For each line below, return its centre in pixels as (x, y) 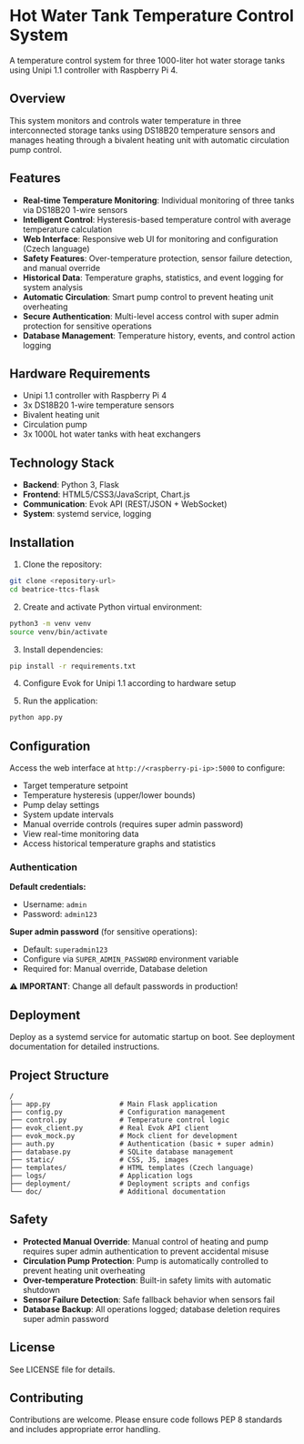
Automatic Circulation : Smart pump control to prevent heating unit (148, 297)
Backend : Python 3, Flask (71, 485)
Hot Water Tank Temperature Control (152, 16)
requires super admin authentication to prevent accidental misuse (146, 1251)
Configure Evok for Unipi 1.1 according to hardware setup (129, 683)
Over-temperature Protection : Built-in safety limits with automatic (147, 1280)
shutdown (41, 1289)
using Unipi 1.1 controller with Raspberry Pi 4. (94, 70)
